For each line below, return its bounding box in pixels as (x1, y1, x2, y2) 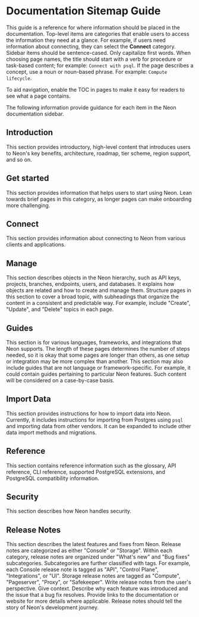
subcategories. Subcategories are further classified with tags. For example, (6, 560, 191, 567)
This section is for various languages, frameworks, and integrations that (6, 339, 182, 346)
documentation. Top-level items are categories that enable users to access (6, 30, 189, 37)
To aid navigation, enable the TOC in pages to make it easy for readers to (6, 86, 185, 93)
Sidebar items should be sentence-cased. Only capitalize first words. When (6, 49, 191, 56)
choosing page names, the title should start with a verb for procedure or (6, 55, 183, 63)
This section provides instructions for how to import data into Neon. (6, 410, 172, 417)
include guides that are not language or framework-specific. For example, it (6, 364, 191, 371)
